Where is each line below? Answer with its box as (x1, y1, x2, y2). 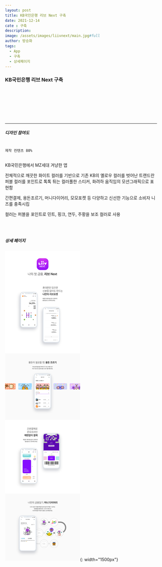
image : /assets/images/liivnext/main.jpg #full (5, 33, 100, 38)
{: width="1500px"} (80, 556, 119, 562)
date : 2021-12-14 (5, 18, 40, 23)
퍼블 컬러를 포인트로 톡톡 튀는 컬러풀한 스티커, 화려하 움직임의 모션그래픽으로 (5, 178, 149, 184)
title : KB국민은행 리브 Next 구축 (5, 13, 67, 18)
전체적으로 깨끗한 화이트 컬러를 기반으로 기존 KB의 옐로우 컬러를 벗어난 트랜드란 (5, 172, 155, 178)
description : (5, 28, 31, 33)
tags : (5, 44, 16, 49)
